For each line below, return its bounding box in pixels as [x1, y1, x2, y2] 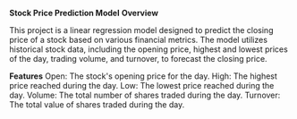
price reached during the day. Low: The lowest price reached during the [9, 81, 275, 90]
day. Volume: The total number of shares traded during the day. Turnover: [9, 89, 281, 100]
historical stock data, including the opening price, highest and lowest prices [9, 44, 288, 55]
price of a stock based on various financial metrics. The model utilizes [9, 35, 268, 45]
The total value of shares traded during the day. [9, 99, 185, 110]
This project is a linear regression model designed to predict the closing [9, 25, 274, 35]
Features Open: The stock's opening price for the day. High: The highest [9, 71, 277, 81]
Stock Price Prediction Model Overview [9, 8, 159, 18]
